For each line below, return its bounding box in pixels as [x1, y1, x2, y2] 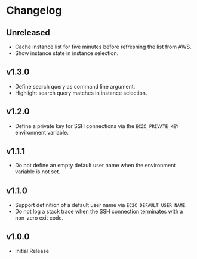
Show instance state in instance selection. [14, 50, 119, 57]
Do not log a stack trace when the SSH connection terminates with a [14, 208, 183, 215]
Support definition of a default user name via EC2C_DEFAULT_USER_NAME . [14, 202, 187, 209]
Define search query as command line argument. [14, 83, 136, 90]
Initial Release [14, 248, 50, 255]
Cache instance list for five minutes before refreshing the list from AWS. [14, 43, 192, 50]
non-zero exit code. [14, 214, 64, 221]
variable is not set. [14, 168, 61, 175]
